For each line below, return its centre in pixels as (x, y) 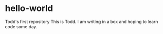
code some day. (21, 26)
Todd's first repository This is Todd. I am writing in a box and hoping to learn (81, 22)
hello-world (29, 8)
